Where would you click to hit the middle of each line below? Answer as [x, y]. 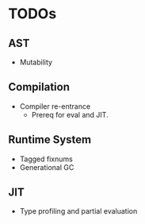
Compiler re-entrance [55, 106]
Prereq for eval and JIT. [70, 114]
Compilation [39, 87]
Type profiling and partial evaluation [78, 211]
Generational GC [47, 167]
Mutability [36, 62]
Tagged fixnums [46, 159]
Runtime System [50, 140]
